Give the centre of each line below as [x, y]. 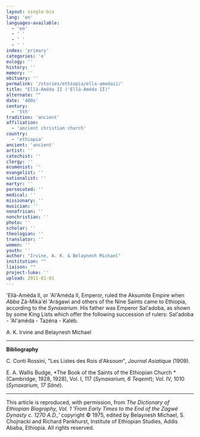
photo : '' [18, 223]
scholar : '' [21, 228]
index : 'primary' [28, 51]
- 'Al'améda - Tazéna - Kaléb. [42, 321]
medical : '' [21, 195]
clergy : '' [20, 162]
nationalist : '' [26, 179]
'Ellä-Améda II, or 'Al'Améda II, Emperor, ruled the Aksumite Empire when [95, 295]
